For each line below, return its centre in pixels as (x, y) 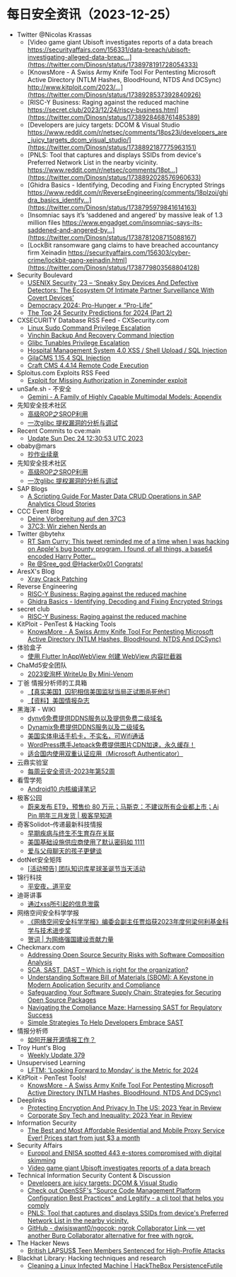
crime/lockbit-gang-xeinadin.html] (77, 260)
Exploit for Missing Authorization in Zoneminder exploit (107, 380)
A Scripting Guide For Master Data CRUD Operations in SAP (114, 496)
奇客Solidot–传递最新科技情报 (60, 824)
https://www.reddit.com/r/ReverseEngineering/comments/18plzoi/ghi (128, 192)
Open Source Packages (62, 1000)
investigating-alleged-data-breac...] (79, 57)
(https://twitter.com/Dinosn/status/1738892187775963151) (112, 147)
